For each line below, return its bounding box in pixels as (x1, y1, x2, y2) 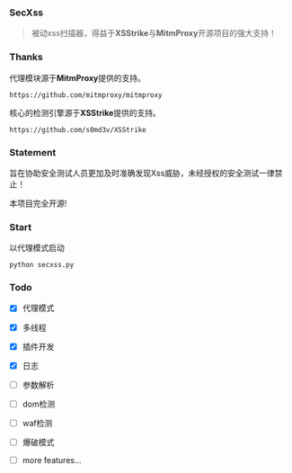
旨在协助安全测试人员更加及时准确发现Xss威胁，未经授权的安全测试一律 (9, 167, 276, 178)
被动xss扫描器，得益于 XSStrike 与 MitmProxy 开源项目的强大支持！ (31, 28, 277, 39)
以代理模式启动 (9, 243, 65, 254)
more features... (22, 454, 83, 465)
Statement (9, 146, 57, 158)
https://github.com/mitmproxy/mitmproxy (9, 90, 164, 100)
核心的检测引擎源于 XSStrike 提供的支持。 (9, 107, 162, 118)
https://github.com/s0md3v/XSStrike (9, 125, 146, 134)
